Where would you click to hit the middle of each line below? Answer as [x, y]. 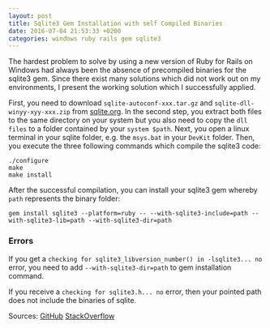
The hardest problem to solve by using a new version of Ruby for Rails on [131, 62]
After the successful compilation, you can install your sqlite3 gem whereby [133, 190]
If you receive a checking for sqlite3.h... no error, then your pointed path [135, 292]
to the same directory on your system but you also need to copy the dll [128, 120]
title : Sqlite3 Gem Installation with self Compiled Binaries [116, 23]
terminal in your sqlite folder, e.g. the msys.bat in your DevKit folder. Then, [132, 138]
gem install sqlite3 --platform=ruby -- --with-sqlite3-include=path [129, 214]
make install [30, 175]
